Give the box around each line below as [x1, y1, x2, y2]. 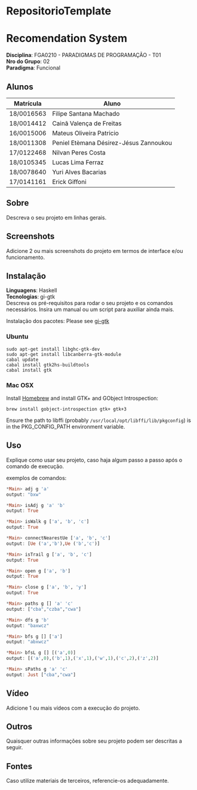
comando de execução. [6, 463, 64, 470]
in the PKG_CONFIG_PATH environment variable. [6, 423, 125, 430]
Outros [6, 721, 33, 732]
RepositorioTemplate [6, 4, 112, 18]
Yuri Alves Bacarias [52, 168, 107, 176]
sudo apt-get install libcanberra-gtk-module [6, 351, 121, 357]
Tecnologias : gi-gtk [6, 293, 56, 300]
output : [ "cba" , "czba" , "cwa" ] [6, 606, 82, 612]
